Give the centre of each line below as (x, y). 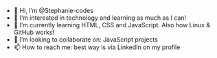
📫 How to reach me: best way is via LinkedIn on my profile (97, 47)
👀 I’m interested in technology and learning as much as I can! (100, 18)
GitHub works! (34, 32)
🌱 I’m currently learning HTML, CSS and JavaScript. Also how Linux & (112, 25)
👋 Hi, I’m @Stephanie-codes (54, 11)
